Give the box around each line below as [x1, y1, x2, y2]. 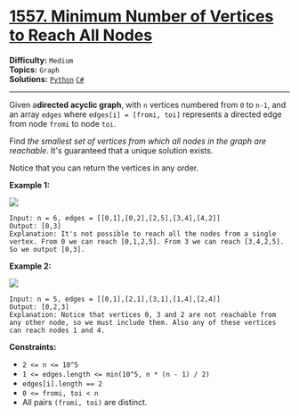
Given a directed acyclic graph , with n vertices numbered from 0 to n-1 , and [9, 99, 287, 110]
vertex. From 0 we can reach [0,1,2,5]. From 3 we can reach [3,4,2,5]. [9, 237, 285, 246]
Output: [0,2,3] [9, 302, 69, 312]
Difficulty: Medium [9, 54, 74, 65]
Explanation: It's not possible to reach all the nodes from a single [9, 229, 277, 238]
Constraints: [9, 341, 57, 352]
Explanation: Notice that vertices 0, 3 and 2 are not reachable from [9, 310, 277, 319]
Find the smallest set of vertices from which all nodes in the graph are [9, 136, 267, 146]
